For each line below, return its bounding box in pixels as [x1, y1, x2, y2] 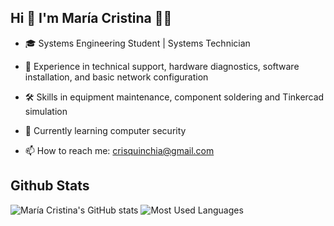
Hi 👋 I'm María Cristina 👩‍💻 [10, 10, 173, 27]
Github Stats [10, 177, 90, 195]
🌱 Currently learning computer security [24, 124, 187, 136]
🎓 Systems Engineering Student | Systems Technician [24, 37, 251, 49]
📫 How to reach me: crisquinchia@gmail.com [24, 144, 215, 156]
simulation [24, 105, 68, 117]
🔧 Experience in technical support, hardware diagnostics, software [24, 60, 300, 72]
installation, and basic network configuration [24, 71, 209, 83]
